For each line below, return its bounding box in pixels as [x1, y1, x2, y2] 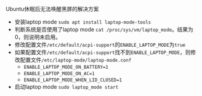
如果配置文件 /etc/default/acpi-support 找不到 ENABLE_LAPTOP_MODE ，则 [14, 49, 191, 56]
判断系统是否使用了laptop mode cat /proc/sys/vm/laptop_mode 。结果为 [14, 26, 193, 33]
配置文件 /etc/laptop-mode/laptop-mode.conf [19, 57, 132, 63]
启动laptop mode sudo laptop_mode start [14, 83, 119, 90]
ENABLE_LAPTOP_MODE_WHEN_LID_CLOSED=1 [23, 77, 122, 83]
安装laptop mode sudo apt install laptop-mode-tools [14, 18, 151, 26]
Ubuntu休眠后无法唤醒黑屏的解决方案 [5, 5, 99, 12]
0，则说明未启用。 [14, 33, 61, 41]
